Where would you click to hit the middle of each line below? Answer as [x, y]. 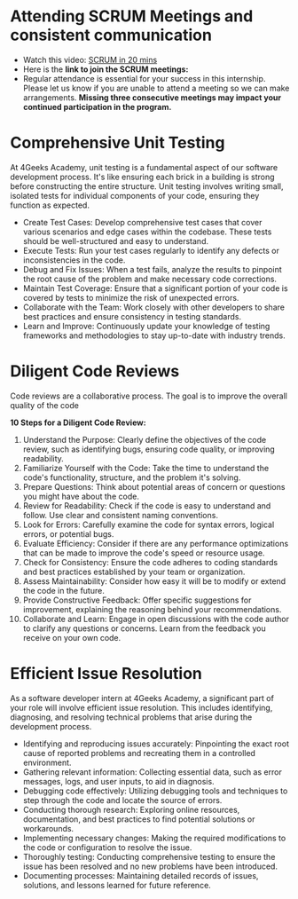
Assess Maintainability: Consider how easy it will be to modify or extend [154, 581]
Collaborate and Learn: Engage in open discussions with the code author [156, 619]
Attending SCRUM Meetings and [132, 16]
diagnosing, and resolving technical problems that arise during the [131, 717]
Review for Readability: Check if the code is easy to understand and [147, 505]
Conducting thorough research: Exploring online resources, [131, 809]
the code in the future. [63, 590]
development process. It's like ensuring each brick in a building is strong [142, 177]
